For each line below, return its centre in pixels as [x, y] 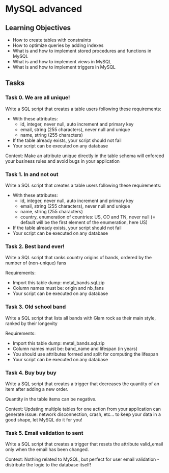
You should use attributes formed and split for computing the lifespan [86, 354]
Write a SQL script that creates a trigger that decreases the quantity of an [82, 384]
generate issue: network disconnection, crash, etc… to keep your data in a [83, 414]
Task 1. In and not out [32, 174]
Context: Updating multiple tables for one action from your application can [83, 409]
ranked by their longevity [31, 323]
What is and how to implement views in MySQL [62, 61]
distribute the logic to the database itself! [48, 465]
